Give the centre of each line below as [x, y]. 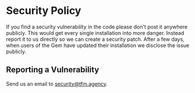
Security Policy [44, 11]
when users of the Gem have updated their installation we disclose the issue [98, 45]
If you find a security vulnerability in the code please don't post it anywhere [97, 27]
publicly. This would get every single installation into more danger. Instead [95, 33]
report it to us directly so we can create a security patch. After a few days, [95, 39]
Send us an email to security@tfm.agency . [57, 84]
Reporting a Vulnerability [53, 70]
